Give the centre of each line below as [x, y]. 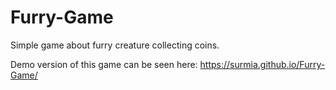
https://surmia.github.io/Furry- [262, 64]
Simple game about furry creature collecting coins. [115, 45]
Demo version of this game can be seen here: [104, 64]
